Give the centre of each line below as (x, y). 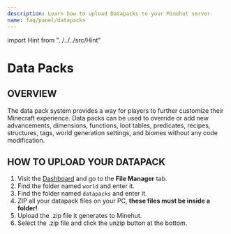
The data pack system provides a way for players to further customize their (115, 110)
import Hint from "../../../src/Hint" (54, 40)
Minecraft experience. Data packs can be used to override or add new (108, 118)
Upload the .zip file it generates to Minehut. (80, 216)
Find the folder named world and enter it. (76, 186)
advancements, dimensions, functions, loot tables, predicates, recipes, (109, 125)
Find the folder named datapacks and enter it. (82, 194)
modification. (26, 140)
